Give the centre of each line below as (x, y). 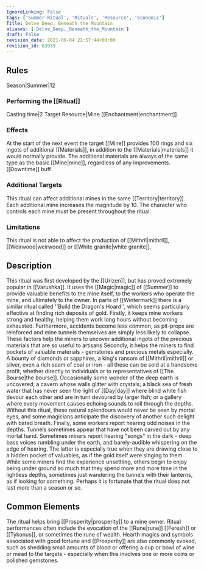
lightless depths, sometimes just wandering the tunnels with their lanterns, (100, 474)
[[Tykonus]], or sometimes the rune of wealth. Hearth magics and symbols (100, 534)
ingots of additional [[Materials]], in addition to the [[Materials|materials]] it (100, 150)
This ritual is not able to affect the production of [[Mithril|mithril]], (88, 240)
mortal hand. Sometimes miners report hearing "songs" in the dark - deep (99, 435)
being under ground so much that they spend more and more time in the (97, 468)
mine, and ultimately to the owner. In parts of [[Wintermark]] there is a (94, 300)
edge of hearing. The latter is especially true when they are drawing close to (102, 449)
